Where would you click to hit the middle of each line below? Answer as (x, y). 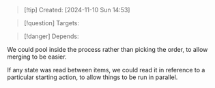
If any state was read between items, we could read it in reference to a (106, 70)
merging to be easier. (37, 57)
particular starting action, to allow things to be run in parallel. (92, 77)
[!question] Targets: (52, 23)
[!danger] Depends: (51, 36)
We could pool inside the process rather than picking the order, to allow (107, 49)
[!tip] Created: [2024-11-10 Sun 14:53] (77, 10)
